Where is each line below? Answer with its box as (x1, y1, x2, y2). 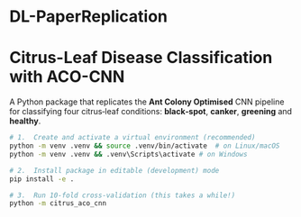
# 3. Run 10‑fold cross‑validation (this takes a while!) (9, 191, 236, 200)
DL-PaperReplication (9, 6, 169, 27)
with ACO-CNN (9, 67, 125, 87)
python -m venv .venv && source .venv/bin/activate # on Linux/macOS (9, 141, 280, 150)
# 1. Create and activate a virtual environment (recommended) (9, 133, 256, 142)
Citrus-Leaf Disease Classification (9, 48, 273, 68)
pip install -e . (9, 174, 75, 184)
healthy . (9, 115, 41, 127)
